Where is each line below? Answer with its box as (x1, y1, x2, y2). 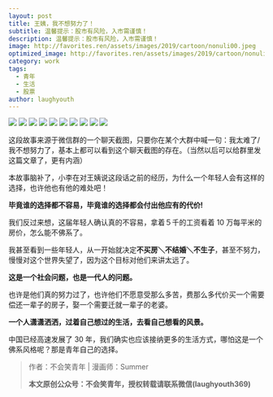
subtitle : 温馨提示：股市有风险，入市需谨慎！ (8, 27, 148, 35)
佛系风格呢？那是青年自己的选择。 (8, 345, 123, 355)
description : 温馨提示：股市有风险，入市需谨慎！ (8, 34, 159, 43)
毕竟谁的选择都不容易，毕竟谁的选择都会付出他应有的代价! (8, 200, 203, 210)
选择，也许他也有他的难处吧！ (8, 183, 108, 193)
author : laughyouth (8, 95, 75, 103)
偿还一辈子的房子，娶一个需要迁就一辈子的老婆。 (8, 300, 172, 310)
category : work (8, 58, 60, 66)
